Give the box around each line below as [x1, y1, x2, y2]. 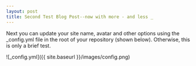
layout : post [6, 8, 38, 14]
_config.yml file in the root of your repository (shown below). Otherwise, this [6, 36, 191, 43]
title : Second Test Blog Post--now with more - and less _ [6, 14, 154, 20]
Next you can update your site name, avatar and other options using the [6, 30, 180, 36]
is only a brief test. [6, 42, 51, 49]
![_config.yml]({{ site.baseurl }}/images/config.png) [6, 53, 130, 60]
